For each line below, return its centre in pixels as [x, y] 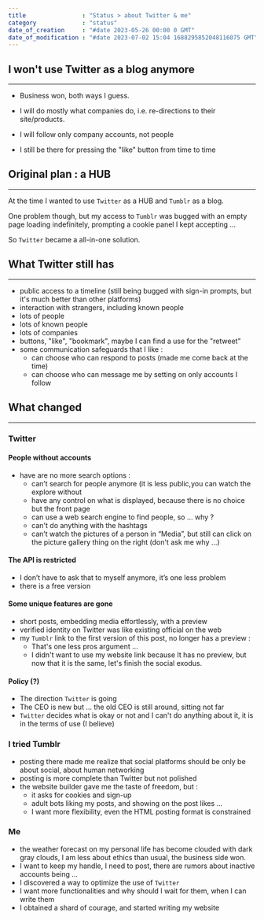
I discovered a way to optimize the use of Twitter [99, 882]
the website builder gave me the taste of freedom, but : [108, 786]
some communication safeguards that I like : [91, 349]
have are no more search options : [75, 475]
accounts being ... [49, 874]
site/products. [42, 120]
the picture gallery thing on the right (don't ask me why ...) [125, 542]
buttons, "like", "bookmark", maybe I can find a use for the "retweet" [130, 341]
